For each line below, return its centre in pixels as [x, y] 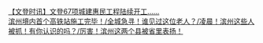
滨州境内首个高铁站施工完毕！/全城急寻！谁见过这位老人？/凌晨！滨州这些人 [131, 21]
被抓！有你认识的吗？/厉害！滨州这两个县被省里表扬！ [96, 31]
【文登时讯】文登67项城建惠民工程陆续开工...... [84, 11]
